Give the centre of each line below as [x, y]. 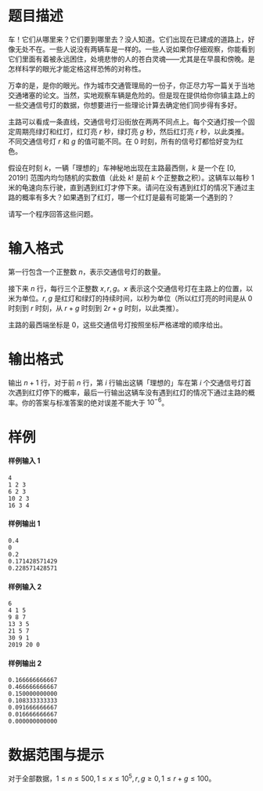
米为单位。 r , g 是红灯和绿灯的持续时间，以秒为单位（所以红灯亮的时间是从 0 [130, 298]
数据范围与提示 [56, 755]
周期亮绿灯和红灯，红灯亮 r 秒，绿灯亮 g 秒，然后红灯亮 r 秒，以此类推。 [131, 131]
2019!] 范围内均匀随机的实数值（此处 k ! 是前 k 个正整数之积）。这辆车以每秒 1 [131, 177]
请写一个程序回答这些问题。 [53, 213]
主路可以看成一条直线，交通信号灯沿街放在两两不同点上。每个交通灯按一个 [128, 122]
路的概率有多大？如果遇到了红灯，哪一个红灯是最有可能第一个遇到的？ [121, 197]
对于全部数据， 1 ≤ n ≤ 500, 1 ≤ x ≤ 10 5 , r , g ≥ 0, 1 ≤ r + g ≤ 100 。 [112, 778]
